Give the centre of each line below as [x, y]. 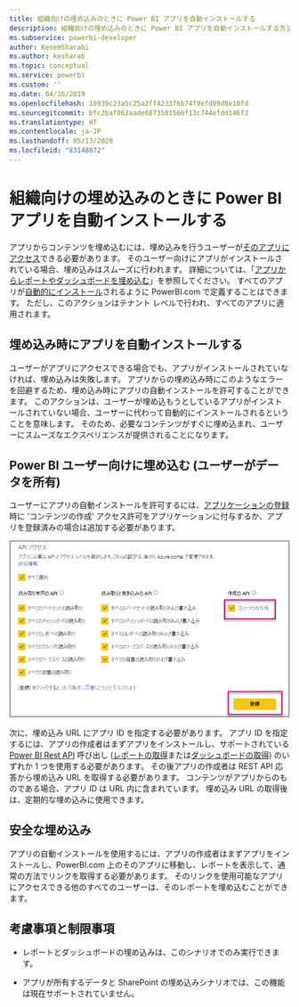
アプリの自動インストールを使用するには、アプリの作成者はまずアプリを [141, 853]
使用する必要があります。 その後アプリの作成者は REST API [164, 766]
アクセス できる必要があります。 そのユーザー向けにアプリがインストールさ [146, 258]
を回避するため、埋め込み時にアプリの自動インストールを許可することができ [149, 390]
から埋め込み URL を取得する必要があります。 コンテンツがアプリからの [148, 778]
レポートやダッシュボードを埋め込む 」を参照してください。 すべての [142, 280]
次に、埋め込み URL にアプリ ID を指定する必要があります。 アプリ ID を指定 [149, 733]
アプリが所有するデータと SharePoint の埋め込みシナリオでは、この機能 [154, 982]
